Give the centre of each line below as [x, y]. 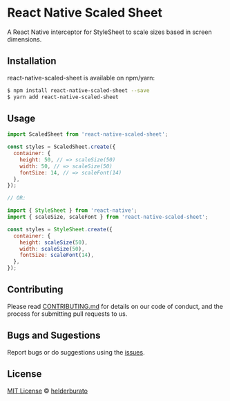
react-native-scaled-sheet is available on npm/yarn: [81, 78]
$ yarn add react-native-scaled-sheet [63, 97]
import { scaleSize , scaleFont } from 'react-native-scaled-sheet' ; [108, 217]
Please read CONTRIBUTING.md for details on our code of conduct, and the [115, 306]
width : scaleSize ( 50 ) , [52, 249]
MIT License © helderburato [48, 391]
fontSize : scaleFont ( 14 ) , [57, 255]
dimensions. [25, 39]
